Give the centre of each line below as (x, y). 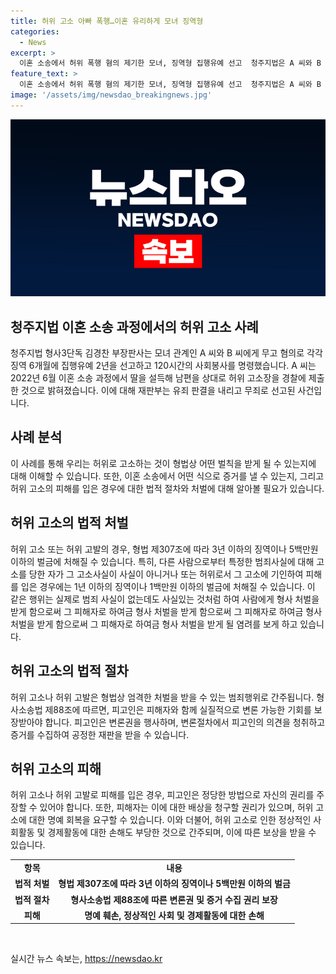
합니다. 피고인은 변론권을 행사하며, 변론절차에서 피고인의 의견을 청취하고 (185, 722)
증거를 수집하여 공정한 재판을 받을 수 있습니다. (100, 734)
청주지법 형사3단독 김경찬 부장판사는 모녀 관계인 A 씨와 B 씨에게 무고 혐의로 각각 (166, 353)
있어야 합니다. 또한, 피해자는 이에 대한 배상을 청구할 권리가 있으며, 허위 (176, 807)
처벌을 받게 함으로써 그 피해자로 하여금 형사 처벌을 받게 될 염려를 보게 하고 (154, 624)
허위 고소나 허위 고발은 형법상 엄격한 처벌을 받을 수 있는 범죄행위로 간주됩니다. (162, 697)
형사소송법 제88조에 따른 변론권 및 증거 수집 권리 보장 (174, 899)
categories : (35, 31)
